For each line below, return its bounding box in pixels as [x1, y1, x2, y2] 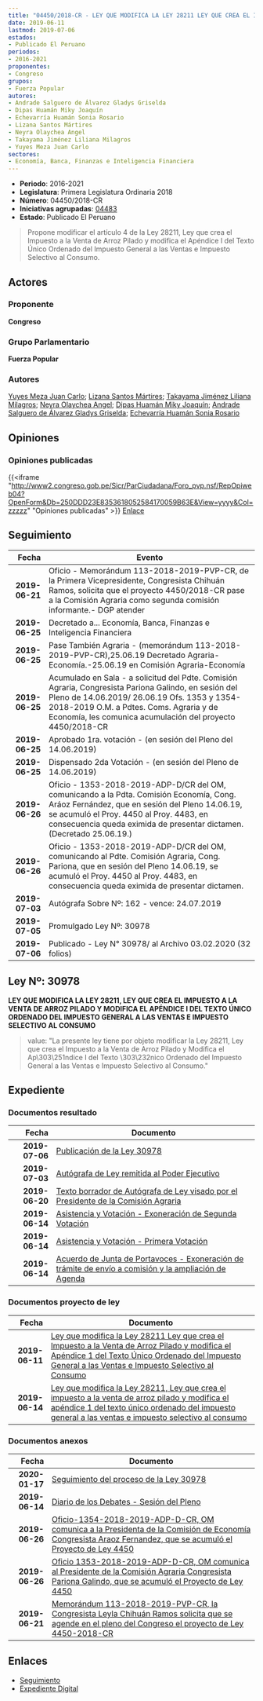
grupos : [8, 77, 34, 85]
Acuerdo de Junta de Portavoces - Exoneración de [56, 1253, 244, 1264]
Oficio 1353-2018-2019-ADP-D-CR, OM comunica [51, 1557, 250, 1567]
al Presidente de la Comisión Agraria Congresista [51, 1566, 232, 1577]
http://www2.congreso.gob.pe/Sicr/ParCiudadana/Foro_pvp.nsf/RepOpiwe [11, 481, 252, 491]
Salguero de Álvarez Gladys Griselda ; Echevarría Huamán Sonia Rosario [8, 408, 240, 418]
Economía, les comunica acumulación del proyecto [48, 711, 236, 722]
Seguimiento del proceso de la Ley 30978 [51, 1474, 207, 1484]
